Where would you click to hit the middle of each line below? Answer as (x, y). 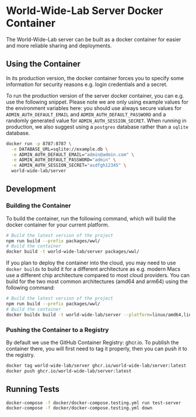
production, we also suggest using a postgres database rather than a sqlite (97, 126)
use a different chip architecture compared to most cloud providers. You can (98, 275)
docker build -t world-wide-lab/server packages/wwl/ (73, 252)
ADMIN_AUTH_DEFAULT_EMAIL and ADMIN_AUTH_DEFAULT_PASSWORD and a (86, 114)
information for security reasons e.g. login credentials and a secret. (87, 84)
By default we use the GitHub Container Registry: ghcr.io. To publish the (92, 342)
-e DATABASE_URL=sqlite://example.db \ (60, 149)
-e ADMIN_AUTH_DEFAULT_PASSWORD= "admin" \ (64, 160)
